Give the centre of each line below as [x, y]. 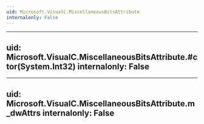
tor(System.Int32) [41, 66]
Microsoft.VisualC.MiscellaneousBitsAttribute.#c [102, 57]
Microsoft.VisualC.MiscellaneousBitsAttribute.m [101, 103]
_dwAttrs [24, 113]
